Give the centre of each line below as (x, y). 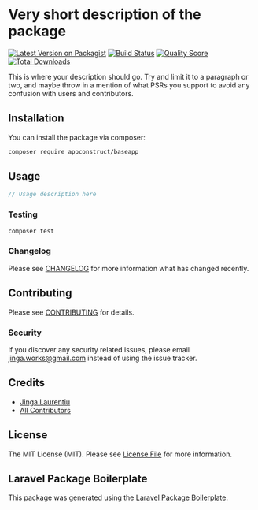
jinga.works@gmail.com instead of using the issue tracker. (103, 358)
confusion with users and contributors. (71, 93)
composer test (31, 231)
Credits (27, 383)
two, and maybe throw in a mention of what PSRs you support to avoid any (129, 85)
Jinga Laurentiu (45, 402)
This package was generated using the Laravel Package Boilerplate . (118, 497)
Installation (36, 119)
